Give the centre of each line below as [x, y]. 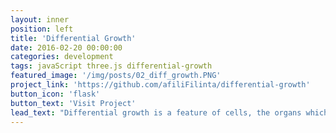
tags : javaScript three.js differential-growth [111, 66]
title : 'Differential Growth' [73, 38]
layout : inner [40, 19]
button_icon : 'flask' [55, 94]
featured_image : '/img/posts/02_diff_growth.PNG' [116, 76]
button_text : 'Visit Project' [73, 103]
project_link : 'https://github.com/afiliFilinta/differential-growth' [160, 85]
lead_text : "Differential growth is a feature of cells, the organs [156, 112]
